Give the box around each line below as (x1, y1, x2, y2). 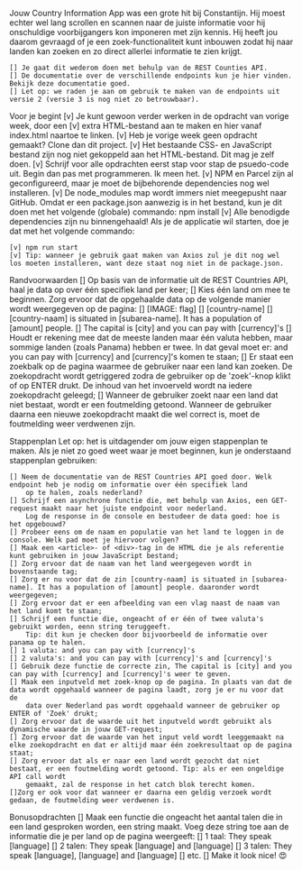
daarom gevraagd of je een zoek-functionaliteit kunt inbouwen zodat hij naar (9, 36, 294, 47)
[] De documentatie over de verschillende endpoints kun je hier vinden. (9, 71, 293, 80)
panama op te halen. (9, 638, 87, 647)
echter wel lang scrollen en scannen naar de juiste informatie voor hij (9, 17, 266, 28)
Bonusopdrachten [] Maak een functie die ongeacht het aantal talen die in (9, 811, 283, 822)
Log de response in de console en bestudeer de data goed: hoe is (25, 512, 280, 521)
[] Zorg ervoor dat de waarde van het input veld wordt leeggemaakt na (9, 733, 284, 742)
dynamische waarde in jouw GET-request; (9, 725, 164, 734)
